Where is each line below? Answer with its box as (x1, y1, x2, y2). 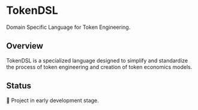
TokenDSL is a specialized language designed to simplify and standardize (6, 57, 188, 64)
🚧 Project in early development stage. (6, 97, 99, 104)
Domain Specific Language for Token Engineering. (6, 23, 131, 31)
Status (6, 81, 32, 91)
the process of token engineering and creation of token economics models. (6, 63, 193, 70)
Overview (6, 41, 44, 51)
